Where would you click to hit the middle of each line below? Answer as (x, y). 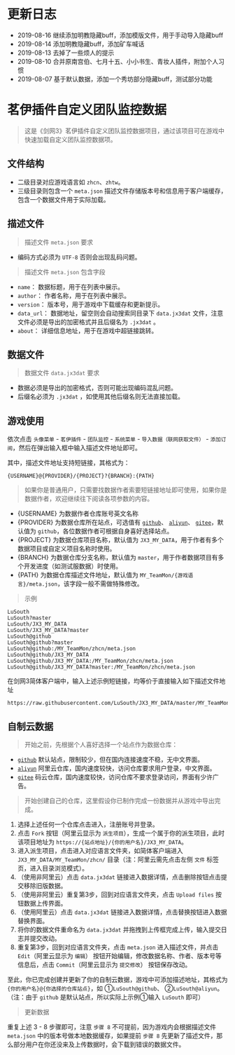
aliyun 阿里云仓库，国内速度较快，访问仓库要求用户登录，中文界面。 (116, 768)
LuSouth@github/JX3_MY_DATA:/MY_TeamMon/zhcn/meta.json (90, 661)
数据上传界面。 (45, 903)
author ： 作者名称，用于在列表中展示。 (74, 295)
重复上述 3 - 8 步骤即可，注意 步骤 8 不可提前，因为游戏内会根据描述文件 (112, 1027)
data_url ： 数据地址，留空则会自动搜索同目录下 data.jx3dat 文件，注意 (120, 313)
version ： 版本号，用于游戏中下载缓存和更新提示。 (91, 304)
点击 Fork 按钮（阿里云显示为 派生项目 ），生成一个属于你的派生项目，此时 (121, 833)
